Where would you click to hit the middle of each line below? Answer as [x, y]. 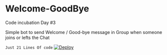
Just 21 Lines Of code [29, 47]
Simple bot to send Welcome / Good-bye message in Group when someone [84, 32]
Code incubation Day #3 [31, 22]
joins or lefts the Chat [27, 37]
